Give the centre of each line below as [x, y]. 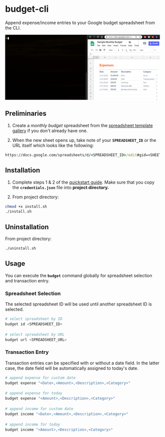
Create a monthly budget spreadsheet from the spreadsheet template [82, 125]
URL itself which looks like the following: [53, 145]
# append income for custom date [39, 409]
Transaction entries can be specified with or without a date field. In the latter [82, 363]
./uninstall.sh [21, 248]
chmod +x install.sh [26, 206]
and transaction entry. [27, 280]
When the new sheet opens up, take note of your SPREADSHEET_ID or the [84, 140]
